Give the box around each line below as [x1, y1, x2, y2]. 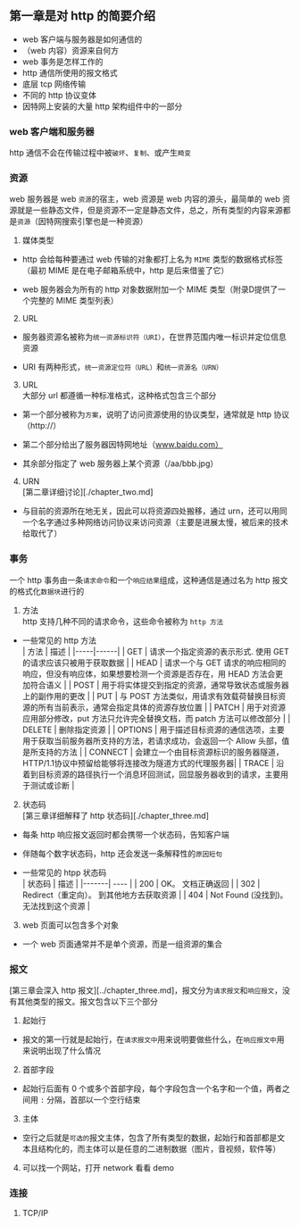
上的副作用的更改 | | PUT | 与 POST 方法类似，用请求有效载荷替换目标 [21, 690, 279, 701]
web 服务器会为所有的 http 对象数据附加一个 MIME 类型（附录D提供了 [21, 284, 279, 295]
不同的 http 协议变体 [21, 89, 96, 100]
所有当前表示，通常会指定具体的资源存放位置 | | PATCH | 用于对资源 [37, 702, 287, 713]
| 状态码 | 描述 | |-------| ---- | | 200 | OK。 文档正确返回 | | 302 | [21, 878, 261, 888]
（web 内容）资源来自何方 [21, 45, 119, 55]
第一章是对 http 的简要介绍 [9, 8, 156, 24]
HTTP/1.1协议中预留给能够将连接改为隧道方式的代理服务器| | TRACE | [21, 757, 275, 768]
